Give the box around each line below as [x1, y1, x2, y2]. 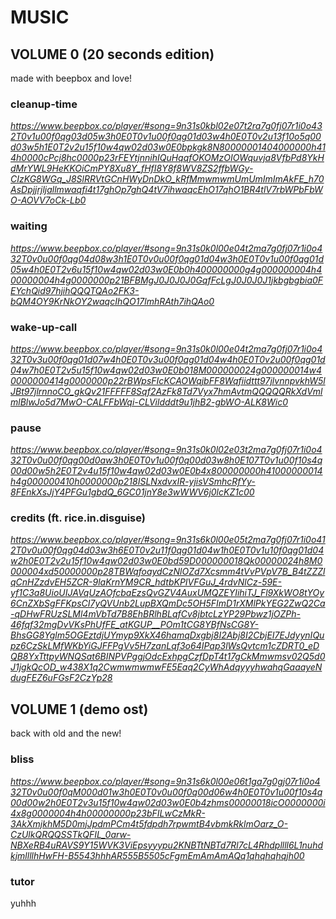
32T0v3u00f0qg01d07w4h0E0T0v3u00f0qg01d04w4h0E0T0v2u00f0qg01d [10, 353, 326, 365]
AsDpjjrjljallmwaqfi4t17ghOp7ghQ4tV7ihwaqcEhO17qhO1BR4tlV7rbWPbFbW [10, 184, 323, 196]
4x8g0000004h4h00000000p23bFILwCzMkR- [10, 807, 206, 819]
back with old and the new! [10, 727, 122, 740]
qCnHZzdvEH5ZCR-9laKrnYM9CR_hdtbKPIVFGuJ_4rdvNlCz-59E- [10, 576, 282, 588]
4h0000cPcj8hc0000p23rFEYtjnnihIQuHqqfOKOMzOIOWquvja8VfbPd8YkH [10, 152, 325, 164]
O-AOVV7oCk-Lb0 [10, 194, 87, 206]
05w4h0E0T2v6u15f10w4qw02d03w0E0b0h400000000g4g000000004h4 [10, 263, 323, 275]
